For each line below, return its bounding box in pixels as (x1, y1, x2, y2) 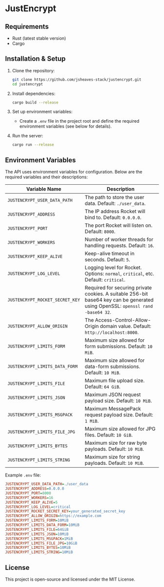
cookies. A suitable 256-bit (84, 290, 148, 297)
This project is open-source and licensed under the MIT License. (5, 576, 135, 582)
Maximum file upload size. (84, 377, 145, 384)
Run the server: (12, 133, 43, 139)
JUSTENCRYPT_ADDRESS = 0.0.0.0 (5, 486, 64, 491)
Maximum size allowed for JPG (84, 426, 156, 433)
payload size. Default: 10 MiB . (84, 397, 152, 404)
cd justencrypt (12, 82, 43, 87)
